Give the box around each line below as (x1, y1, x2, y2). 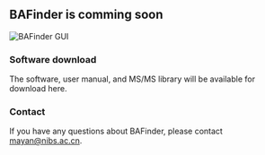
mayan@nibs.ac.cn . (9, 135, 83, 146)
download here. (9, 83, 67, 94)
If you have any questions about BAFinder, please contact (9, 125, 223, 137)
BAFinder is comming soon (9, 7, 163, 22)
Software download (9, 53, 97, 65)
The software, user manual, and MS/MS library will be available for (9, 73, 256, 84)
